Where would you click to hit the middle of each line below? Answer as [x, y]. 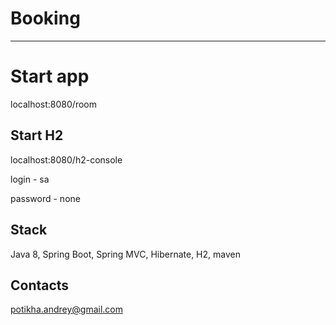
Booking [45, 18]
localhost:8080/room [53, 104]
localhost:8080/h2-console [66, 159]
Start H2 [37, 135]
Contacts [40, 285]
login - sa [30, 179]
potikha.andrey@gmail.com [66, 309]
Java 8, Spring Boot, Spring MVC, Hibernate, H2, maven [125, 254]
